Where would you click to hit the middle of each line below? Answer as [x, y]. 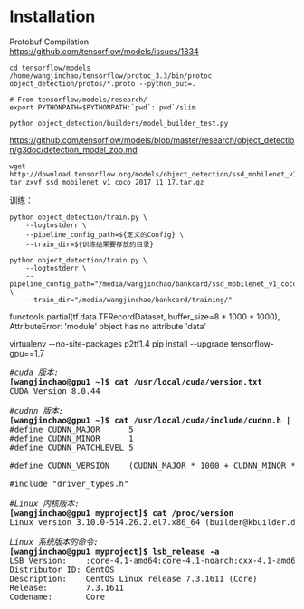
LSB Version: [38, 560]
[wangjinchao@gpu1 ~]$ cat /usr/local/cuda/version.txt [136, 381]
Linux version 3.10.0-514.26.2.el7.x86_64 [105, 522]
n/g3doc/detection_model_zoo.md [73, 149]
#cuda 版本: [34, 372]
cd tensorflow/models [50, 68]
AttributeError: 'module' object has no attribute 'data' [108, 326]
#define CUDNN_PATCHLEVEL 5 [71, 447]
